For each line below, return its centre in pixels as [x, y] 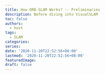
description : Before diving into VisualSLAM [52, 14]
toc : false [16, 19]
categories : [17, 42]
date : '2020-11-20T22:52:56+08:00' [42, 51]
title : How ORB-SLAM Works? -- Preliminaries [52, 10]
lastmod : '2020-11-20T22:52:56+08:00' [45, 56]
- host [16, 28]
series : [13, 46]
